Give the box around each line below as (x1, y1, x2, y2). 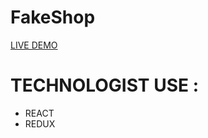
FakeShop (10, 6, 96, 29)
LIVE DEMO (10, 39, 58, 51)
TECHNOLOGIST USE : (10, 74, 199, 97)
